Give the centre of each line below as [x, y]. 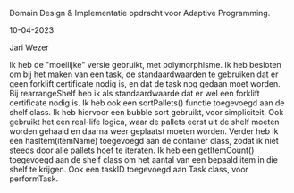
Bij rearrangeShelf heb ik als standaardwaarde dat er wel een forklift [135, 93]
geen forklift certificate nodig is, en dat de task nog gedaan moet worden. [145, 84]
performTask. [34, 179]
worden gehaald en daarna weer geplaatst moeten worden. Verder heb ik [144, 131]
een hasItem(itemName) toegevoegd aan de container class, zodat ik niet [144, 141]
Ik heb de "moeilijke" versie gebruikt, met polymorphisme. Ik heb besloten [145, 65]
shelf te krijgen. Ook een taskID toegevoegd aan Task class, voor [129, 169]
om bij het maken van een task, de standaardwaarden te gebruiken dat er [144, 74]
